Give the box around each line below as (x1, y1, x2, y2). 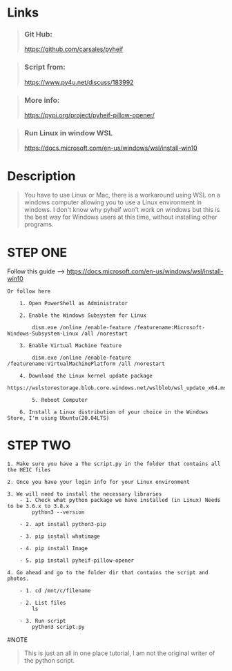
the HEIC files (7, 467, 51, 474)
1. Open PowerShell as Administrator (19, 300, 128, 307)
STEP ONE (7, 244, 68, 260)
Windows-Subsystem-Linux (7, 330, 79, 338)
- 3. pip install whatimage (19, 533, 100, 540)
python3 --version (32, 509, 85, 516)
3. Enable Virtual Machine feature (19, 342, 122, 349)
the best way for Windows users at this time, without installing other (23, 213, 217, 222)
